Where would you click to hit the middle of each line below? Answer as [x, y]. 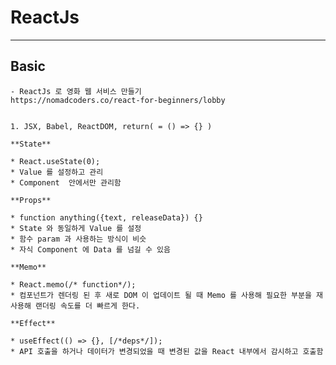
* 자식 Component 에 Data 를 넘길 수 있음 [90, 249]
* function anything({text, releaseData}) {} [106, 217]
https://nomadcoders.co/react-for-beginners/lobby [118, 100]
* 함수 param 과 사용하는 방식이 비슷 [78, 239]
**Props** [31, 200]
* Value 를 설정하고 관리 [57, 172]
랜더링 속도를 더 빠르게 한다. [87, 306]
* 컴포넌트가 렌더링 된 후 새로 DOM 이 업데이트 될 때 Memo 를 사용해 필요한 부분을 [161, 295]
